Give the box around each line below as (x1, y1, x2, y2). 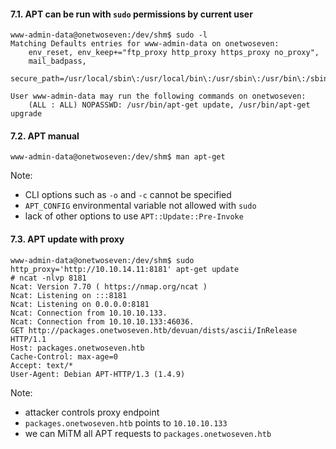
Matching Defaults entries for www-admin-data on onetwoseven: (10, 39, 280, 49)
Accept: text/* (10, 360, 74, 370)
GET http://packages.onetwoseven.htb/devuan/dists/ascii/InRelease (10, 325, 298, 335)
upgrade (10, 109, 43, 119)
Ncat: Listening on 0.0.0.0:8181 (10, 299, 150, 309)
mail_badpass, (28, 56, 87, 67)
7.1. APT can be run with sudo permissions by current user (10, 8, 253, 20)
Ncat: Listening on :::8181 (10, 290, 128, 300)
